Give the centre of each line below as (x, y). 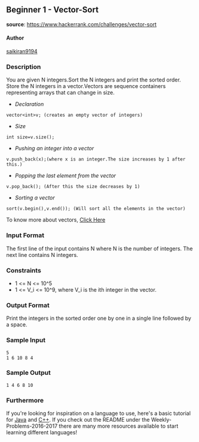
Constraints (24, 270)
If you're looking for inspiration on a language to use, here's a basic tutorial (99, 413)
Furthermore (25, 400)
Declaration (29, 104)
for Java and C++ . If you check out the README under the (78, 420)
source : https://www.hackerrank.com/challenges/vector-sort (82, 24)
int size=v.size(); (30, 137)
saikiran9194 (22, 52)
